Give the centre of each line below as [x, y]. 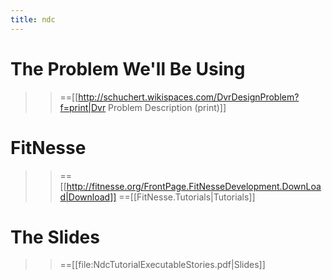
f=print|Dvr [83, 107]
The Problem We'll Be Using [128, 68]
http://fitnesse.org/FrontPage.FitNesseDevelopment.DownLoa [194, 186]
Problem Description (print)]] [167, 107]
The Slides [55, 237]
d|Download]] [88, 197]
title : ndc [33, 19]
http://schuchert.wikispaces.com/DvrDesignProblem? [189, 97]
